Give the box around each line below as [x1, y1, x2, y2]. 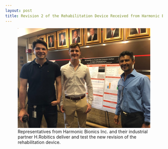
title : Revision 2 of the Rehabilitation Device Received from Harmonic [5, 13, 160, 19]
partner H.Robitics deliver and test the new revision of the [17, 133, 136, 140]
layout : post [5, 8, 32, 13]
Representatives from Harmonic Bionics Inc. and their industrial [17, 128, 148, 134]
